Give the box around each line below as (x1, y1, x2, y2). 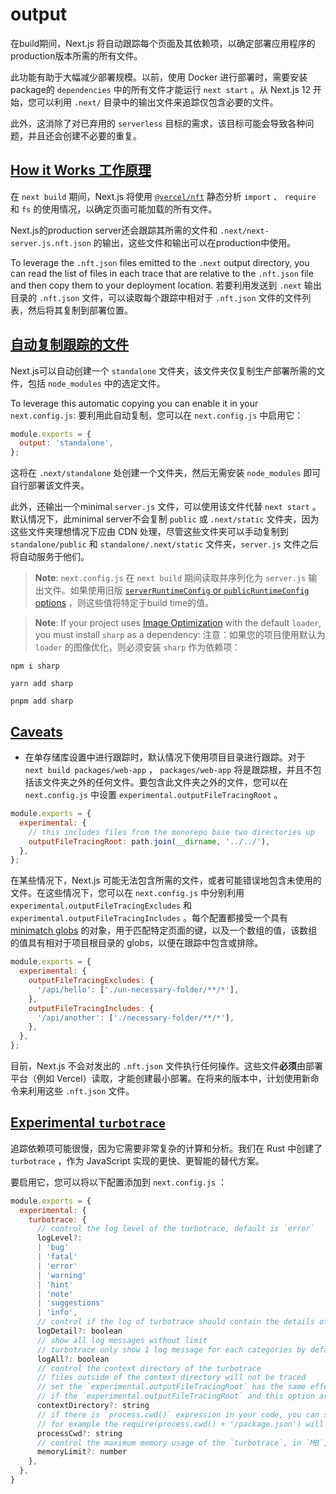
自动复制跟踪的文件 (10, 336, 129, 353)
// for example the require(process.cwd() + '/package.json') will (36, 1419, 325, 1429)
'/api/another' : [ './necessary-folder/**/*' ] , (36, 1013, 235, 1023)
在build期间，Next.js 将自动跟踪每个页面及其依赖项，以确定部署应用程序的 (10, 37, 316, 49)
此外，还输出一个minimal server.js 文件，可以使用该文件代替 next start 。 (10, 501, 322, 513)
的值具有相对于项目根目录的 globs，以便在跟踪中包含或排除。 (10, 937, 264, 949)
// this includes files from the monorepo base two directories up (28, 827, 315, 837)
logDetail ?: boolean (36, 1326, 123, 1337)
